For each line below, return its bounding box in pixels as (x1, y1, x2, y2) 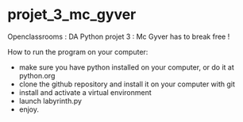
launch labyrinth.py (18, 96, 83, 105)
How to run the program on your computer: (7, 47, 148, 56)
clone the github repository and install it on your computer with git (18, 79, 236, 89)
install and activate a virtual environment (18, 87, 152, 97)
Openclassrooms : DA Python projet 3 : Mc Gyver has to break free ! (7, 32, 230, 41)
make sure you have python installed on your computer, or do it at (18, 62, 235, 72)
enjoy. (18, 105, 40, 114)
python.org (18, 71, 56, 80)
